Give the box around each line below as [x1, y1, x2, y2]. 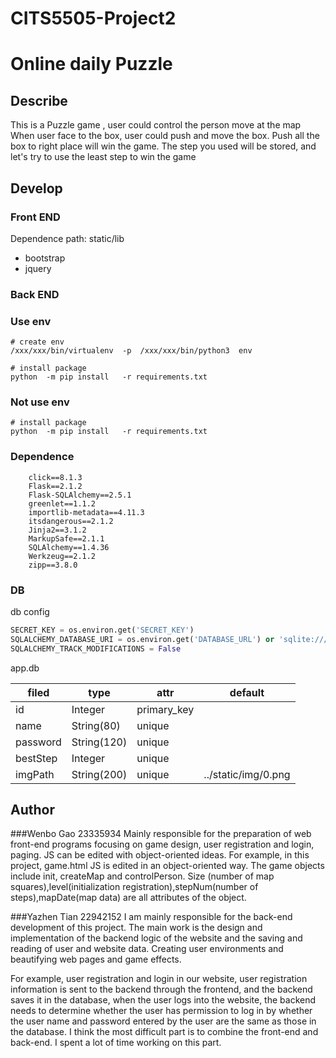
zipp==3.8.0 [28, 560, 78, 570]
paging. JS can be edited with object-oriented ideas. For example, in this [10, 849, 310, 861]
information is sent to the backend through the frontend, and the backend [10, 983, 313, 996]
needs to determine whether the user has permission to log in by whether [10, 1005, 313, 1017]
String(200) [71, 767, 128, 781]
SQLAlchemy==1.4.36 [28, 542, 110, 552]
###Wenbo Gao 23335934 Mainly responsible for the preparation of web [10, 828, 312, 840]
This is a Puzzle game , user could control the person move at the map [10, 119, 302, 131]
